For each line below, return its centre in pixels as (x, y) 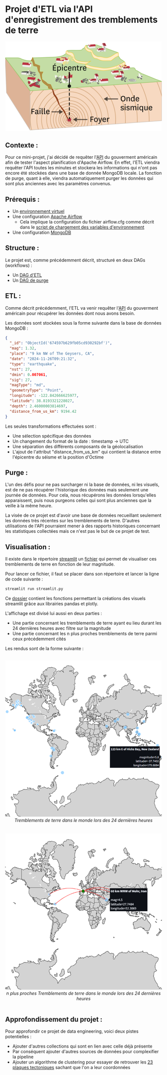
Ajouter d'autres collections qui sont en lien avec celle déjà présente (82, 1046)
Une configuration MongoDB (42, 232)
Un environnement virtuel (38, 211)
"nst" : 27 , (21, 369)
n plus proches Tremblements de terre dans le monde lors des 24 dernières (83, 993)
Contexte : (22, 145)
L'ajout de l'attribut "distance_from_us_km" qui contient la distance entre (87, 452)
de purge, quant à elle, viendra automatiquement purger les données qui (79, 178)
